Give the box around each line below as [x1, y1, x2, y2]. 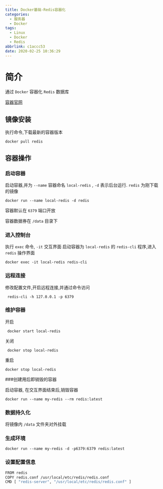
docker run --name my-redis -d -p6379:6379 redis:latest [5, 446, 125, 451]
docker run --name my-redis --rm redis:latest [5, 396, 103, 401]
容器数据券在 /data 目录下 [5, 218, 58, 224]
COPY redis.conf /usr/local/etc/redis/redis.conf [5, 475, 110, 480]
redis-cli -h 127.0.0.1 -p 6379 [7, 294, 74, 299]
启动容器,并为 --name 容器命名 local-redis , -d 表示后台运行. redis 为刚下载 [5, 182, 159, 188]
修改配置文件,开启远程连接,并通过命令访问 [5, 284, 90, 290]
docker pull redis [5, 139, 43, 144]
